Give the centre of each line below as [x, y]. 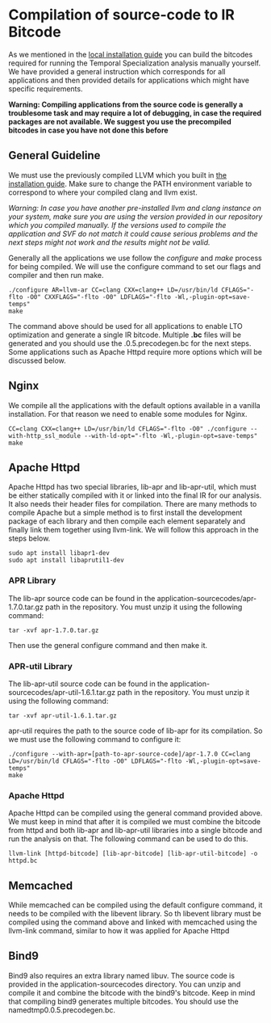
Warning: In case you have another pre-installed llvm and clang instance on [135, 208]
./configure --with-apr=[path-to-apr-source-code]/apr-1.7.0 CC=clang [129, 754]
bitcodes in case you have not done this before [88, 130]
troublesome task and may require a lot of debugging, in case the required [135, 113]
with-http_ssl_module [45, 436]
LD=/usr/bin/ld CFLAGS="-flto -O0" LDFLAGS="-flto [95, 761]
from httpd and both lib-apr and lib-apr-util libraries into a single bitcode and [135, 831]
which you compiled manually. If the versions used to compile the [117, 225]
